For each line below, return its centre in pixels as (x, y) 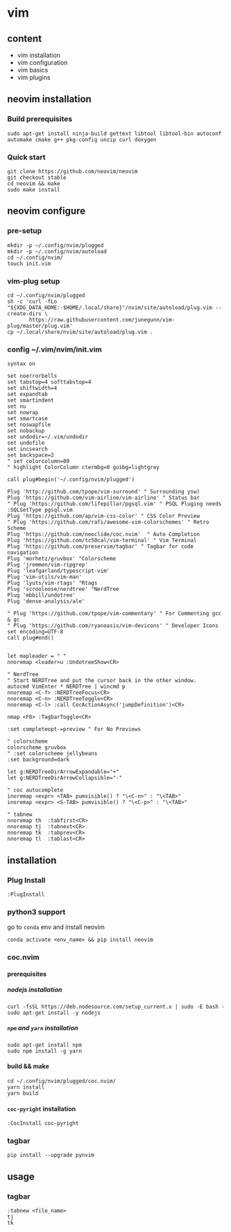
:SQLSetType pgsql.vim (40, 510)
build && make (28, 1066)
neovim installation (49, 99)
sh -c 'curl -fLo (32, 301)
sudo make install (34, 189)
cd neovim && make (34, 183)
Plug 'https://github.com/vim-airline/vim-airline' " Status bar (103, 498)
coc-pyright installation (42, 1109)
